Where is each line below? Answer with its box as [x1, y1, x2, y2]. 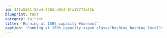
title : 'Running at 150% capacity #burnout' [5, 21, 99, 26]
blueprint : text [5, 12, 39, 17]
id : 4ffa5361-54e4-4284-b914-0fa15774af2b [5, 7, 94, 12]
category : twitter [5, 16, 43, 21]
